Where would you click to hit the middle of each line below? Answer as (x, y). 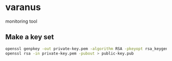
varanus (23, 7)
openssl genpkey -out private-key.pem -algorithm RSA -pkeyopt (74, 49)
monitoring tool (21, 21)
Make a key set (30, 37)
